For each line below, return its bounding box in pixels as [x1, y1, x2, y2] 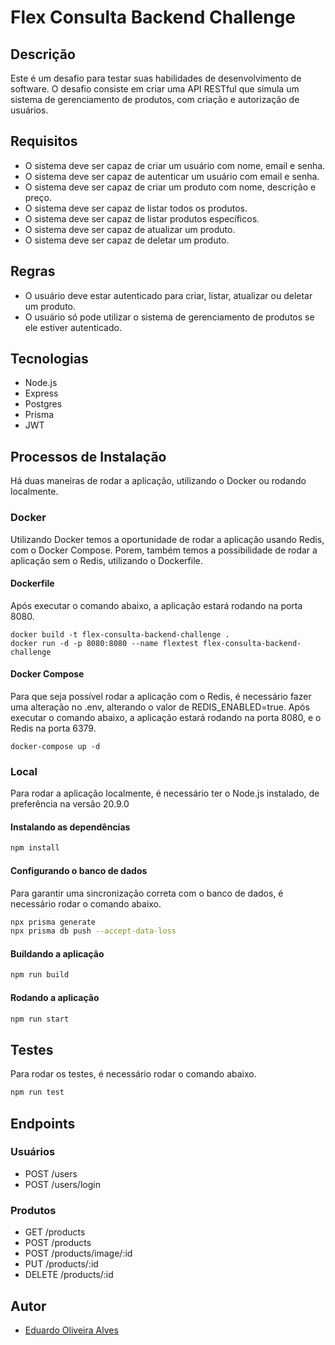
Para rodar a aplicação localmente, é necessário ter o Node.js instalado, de [10, 787, 320, 800]
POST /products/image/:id [24, 1247, 133, 1260]
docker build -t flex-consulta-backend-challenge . [10, 629, 230, 640]
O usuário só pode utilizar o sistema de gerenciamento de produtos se [24, 311, 315, 323]
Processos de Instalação [10, 448, 167, 465]
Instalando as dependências [10, 821, 131, 833]
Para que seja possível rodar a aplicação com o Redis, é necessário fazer [10, 690, 312, 702]
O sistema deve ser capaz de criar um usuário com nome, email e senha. [24, 159, 326, 171]
